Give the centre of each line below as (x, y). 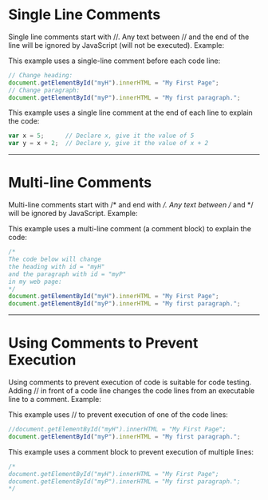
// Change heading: (41, 75)
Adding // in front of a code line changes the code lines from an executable (132, 391)
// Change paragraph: (44, 90)
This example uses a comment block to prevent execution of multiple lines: (131, 451)
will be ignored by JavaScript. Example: (73, 214)
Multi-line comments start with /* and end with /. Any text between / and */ (131, 205)
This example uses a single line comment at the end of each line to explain (130, 112)
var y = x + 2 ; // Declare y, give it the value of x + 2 (108, 144)
